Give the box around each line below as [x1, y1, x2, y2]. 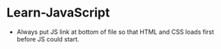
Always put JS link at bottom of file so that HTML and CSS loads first [16, 28, 214, 36]
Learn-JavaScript [6, 5, 110, 21]
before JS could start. [16, 35, 79, 43]
